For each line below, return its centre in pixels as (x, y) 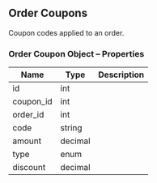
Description (121, 74)
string (71, 128)
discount (29, 168)
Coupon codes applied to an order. (66, 32)
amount (27, 141)
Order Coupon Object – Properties (76, 53)
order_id (28, 115)
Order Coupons (48, 13)
